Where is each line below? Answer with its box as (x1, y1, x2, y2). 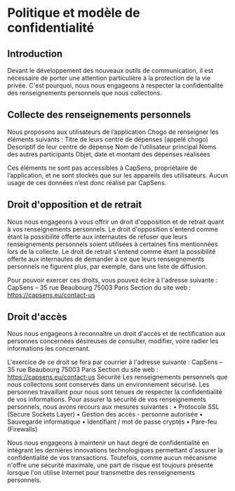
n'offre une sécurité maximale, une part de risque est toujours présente (7, 461, 214, 469)
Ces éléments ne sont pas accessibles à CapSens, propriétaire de (7, 163, 198, 172)
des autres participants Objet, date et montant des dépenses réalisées (7, 149, 210, 159)
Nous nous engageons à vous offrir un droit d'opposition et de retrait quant (7, 217, 224, 226)
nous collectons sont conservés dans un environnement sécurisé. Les (7, 380, 210, 389)
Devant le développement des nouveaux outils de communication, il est (7, 67, 214, 74)
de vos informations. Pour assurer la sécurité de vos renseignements (7, 395, 206, 404)
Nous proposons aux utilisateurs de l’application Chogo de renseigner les (7, 128, 219, 136)
